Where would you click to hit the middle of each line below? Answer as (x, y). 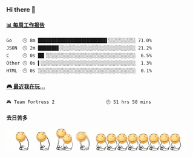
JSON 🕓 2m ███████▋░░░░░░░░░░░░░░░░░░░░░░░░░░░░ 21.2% (79, 48)
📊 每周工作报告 (26, 25)
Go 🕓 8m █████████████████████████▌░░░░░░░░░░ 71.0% (79, 41)
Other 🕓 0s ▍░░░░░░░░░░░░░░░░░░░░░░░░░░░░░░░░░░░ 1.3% (79, 63)
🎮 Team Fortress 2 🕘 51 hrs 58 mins (79, 102)
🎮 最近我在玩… (26, 86)
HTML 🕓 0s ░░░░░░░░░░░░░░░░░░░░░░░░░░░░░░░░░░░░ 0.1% (79, 71)
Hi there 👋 (21, 10)
